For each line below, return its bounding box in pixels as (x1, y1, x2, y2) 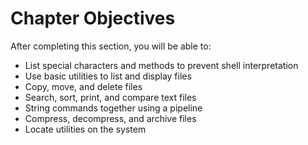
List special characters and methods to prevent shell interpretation (24, 59, 299, 71)
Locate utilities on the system (24, 123, 147, 135)
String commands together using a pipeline (24, 102, 203, 114)
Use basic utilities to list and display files (24, 70, 192, 82)
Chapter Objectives (10, 7, 176, 30)
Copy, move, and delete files (24, 80, 143, 92)
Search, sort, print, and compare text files (24, 91, 197, 103)
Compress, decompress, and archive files (24, 112, 197, 124)
